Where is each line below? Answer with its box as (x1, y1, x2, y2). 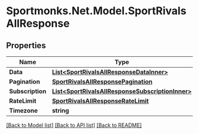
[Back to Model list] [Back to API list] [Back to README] (6, 122, 142, 129)
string (52, 107, 69, 114)
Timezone (9, 107, 38, 114)
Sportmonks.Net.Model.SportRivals (6, 4, 187, 18)
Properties (6, 40, 46, 50)
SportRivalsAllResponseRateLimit (52, 97, 149, 105)
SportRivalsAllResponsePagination (52, 78, 153, 85)
